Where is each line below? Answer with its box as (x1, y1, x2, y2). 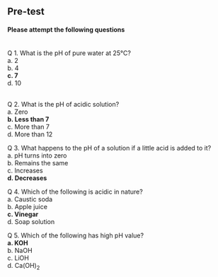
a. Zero (7, 107, 28, 116)
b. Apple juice (7, 202, 48, 211)
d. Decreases (7, 173, 47, 182)
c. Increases (7, 166, 44, 175)
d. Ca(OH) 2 (7, 261, 40, 271)
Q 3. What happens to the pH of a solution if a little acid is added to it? (7, 143, 212, 152)
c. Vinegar (7, 210, 39, 218)
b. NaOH (7, 246, 33, 254)
